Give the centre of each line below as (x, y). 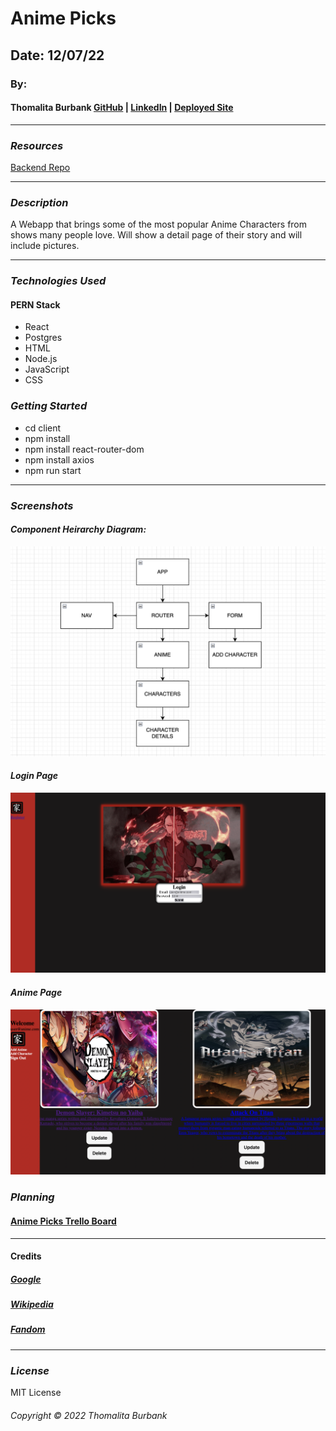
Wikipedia (32, 1304)
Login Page (34, 776)
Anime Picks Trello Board (63, 1221)
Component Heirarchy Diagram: (78, 529)
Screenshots (42, 505)
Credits (26, 1256)
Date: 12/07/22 (57, 55)
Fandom (28, 1329)
